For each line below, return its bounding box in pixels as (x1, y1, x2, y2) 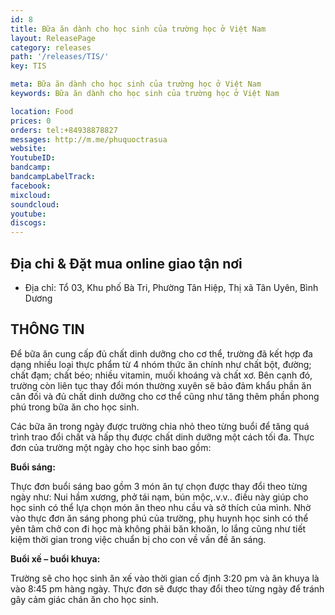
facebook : (10, 181, 52, 191)
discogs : (10, 218, 47, 228)
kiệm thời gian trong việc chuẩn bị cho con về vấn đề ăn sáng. (10, 533, 267, 545)
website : (10, 144, 47, 154)
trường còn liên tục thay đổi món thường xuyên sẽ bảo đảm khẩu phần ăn (10, 379, 312, 391)
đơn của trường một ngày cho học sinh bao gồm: (10, 441, 212, 453)
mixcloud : (10, 190, 52, 200)
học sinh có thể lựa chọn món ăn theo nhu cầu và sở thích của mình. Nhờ (10, 501, 312, 513)
